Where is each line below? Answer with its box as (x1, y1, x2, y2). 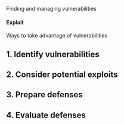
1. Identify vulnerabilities (6, 49, 100, 59)
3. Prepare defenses (6, 89, 83, 100)
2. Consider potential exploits (6, 69, 118, 79)
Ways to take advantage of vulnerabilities (6, 32, 108, 39)
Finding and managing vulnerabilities (6, 5, 97, 12)
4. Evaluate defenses (6, 110, 86, 120)
